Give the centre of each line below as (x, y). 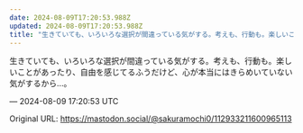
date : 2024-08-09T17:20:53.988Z (70, 18)
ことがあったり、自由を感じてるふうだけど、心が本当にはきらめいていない (155, 72)
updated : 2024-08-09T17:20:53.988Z (76, 26)
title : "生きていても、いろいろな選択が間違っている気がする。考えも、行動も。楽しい (149, 34)
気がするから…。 (41, 84)
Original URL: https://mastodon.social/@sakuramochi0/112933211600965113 (151, 119)
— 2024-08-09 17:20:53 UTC (64, 102)
